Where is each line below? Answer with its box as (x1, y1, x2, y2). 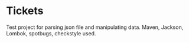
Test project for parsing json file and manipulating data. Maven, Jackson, (6, 24, 184, 31)
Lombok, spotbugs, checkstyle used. (6, 29, 96, 37)
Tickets (6, 4, 44, 18)
